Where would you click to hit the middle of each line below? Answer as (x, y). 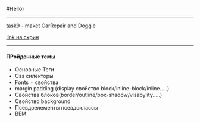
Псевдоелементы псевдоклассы (56, 108)
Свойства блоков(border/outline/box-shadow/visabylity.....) (88, 95)
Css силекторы (34, 76)
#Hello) (15, 9)
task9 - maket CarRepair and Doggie (51, 26)
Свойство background (43, 101)
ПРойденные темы (31, 57)
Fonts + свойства (37, 82)
